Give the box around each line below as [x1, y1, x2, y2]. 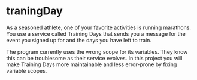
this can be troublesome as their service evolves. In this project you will [6, 54, 183, 61]
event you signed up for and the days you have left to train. [6, 36, 151, 44]
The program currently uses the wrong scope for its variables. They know [6, 48, 188, 55]
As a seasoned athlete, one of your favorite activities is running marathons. [6, 24, 192, 31]
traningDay [6, 4, 63, 18]
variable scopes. [6, 67, 47, 74]
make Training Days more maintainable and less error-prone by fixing [6, 61, 177, 68]
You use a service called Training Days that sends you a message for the [6, 30, 186, 37]
